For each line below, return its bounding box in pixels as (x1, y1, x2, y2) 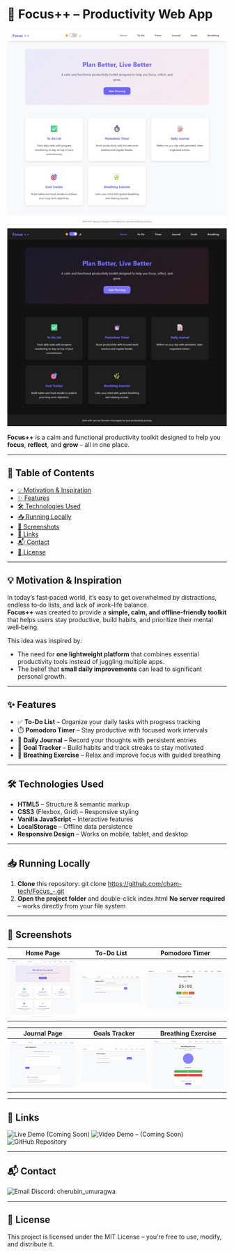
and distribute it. (7, 1239, 54, 1248)
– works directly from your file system (17, 902, 126, 910)
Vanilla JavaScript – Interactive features (17, 815, 134, 823)
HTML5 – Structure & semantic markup (17, 800, 130, 809)
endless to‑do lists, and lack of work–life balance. (7, 600, 149, 609)
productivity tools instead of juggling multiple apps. (17, 657, 165, 665)
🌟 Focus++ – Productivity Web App (7, 6, 213, 22)
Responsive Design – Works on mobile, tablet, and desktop (17, 830, 188, 839)
